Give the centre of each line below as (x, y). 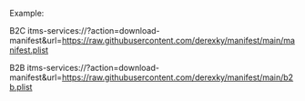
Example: (27, 13)
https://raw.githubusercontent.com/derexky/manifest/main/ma (179, 40)
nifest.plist (29, 50)
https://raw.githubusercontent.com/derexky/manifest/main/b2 (178, 77)
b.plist (21, 87)
